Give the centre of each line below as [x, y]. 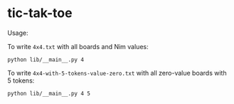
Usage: [18, 33]
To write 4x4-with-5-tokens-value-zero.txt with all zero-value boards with [117, 73]
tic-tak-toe [40, 13]
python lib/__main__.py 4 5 [49, 93]
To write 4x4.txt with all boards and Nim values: [78, 46]
